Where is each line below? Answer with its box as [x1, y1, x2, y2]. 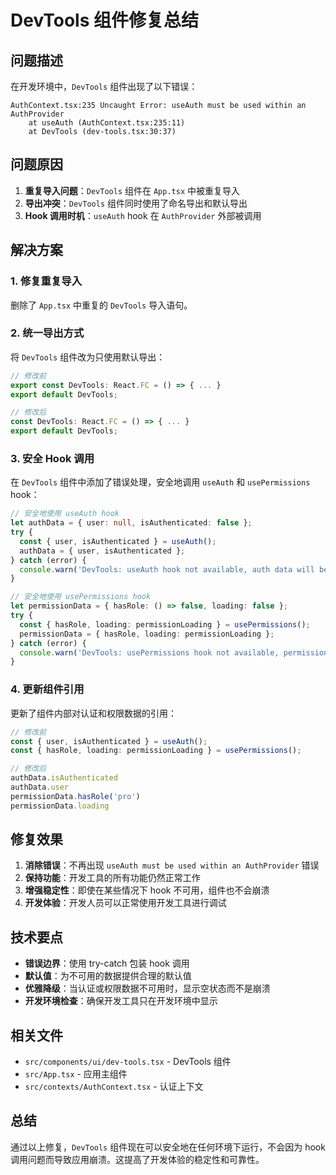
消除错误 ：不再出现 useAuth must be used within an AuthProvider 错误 [24, 859, 320, 871]
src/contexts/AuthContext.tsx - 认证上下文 [24, 1081, 204, 1093]
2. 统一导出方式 [10, 326, 85, 340]
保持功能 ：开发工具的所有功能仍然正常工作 [24, 872, 201, 884]
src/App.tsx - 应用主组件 [24, 1068, 128, 1080]
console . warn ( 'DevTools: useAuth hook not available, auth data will [19, 564, 315, 575]
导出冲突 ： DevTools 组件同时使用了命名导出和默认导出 [24, 197, 248, 209]
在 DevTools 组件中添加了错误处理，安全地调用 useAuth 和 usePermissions [10, 476, 311, 488]
